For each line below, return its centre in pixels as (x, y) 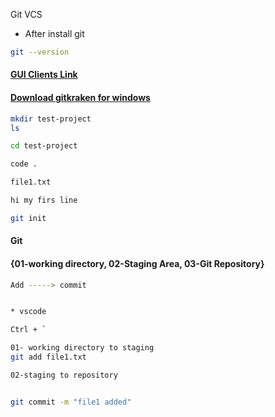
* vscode (28, 312)
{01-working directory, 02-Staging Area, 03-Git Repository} (137, 263)
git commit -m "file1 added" (71, 402)
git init (28, 218)
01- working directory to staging (82, 348)
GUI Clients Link (44, 75)
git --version (40, 52)
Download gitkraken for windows (80, 98)
